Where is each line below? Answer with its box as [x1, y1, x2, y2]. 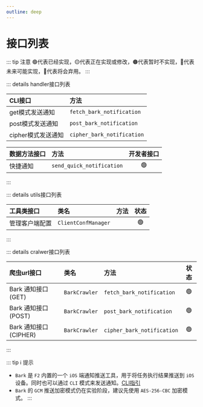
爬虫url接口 [9, 268, 42, 277]
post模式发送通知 [9, 119, 59, 128]
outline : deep [6, 8, 42, 15]
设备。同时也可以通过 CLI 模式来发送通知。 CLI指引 [14, 379, 141, 386]
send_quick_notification [51, 162, 123, 170]
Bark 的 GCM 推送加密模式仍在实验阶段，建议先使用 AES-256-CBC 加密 [14, 386, 183, 394]
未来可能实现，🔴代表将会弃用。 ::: [6, 67, 91, 74]
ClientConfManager [57, 219, 111, 227]
